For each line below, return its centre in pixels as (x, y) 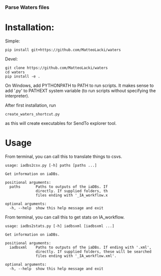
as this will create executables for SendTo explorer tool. (61, 123)
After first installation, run (30, 105)
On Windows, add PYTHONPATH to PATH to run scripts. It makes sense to (80, 85)
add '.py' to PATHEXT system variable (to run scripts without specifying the (80, 90)
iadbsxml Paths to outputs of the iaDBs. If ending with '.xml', (80, 247)
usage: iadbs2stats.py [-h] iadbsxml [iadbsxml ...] (60, 226)
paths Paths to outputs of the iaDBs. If (59, 187)
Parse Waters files (27, 7)
